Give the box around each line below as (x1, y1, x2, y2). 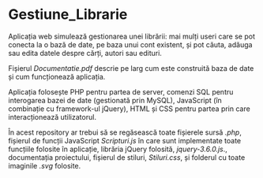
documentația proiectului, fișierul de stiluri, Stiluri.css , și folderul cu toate (8, 152, 246, 162)
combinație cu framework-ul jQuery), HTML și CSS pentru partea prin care (8, 104, 250, 113)
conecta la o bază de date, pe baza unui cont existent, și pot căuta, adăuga (8, 39, 253, 49)
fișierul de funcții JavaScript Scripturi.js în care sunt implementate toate (8, 135, 242, 145)
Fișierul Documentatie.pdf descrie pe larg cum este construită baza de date (8, 63, 254, 72)
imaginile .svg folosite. (8, 161, 81, 170)
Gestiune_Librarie (8, 6, 128, 24)
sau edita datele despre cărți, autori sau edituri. (8, 48, 162, 57)
